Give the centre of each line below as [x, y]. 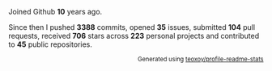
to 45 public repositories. [51, 44]
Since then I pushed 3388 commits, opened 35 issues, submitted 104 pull [132, 27]
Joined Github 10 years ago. [55, 12]
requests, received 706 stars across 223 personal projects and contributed [134, 36]
